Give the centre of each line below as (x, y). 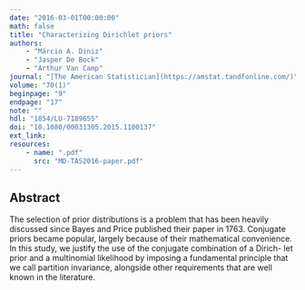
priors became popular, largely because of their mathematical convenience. (151, 239)
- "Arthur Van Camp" (64, 69)
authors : (26, 43)
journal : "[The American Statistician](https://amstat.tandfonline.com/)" (154, 77)
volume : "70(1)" (40, 85)
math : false (32, 26)
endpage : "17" (36, 102)
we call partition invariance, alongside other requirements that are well (141, 267)
